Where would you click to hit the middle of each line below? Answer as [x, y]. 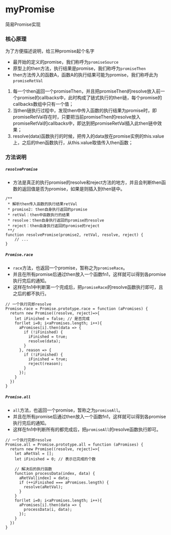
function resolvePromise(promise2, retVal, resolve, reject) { [74, 235]
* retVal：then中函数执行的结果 [39, 215]
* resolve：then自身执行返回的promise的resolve [56, 220]
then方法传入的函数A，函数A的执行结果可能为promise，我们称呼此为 [85, 75]
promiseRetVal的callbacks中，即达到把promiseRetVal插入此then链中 [85, 123]
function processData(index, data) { [55, 474]
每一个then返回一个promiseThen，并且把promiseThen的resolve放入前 [87, 91]
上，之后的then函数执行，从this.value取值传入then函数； [73, 143]
